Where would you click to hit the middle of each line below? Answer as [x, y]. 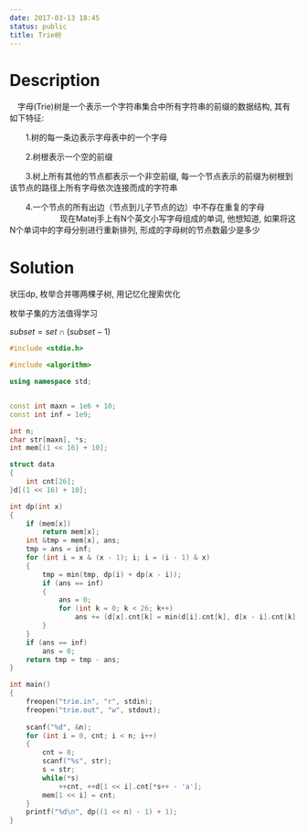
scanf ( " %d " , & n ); [59, 727]
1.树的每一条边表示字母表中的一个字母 [96, 137]
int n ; [22, 431]
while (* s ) [61, 778]
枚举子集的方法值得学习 [53, 314]
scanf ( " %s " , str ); [77, 761]
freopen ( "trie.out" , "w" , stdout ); [94, 710]
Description [55, 80]
